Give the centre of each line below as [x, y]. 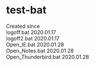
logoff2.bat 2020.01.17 [33, 38]
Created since [23, 26]
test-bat [26, 10]
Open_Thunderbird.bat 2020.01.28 [48, 57]
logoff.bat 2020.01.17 [31, 32]
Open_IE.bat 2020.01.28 [35, 45]
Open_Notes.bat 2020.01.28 [40, 50]
